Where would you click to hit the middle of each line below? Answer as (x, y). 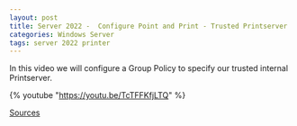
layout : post (34, 18)
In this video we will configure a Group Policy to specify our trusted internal (149, 68)
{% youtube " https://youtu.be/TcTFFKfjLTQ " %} (98, 95)
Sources (25, 112)
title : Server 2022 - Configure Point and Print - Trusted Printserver (148, 26)
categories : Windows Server (62, 34)
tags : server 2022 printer (60, 43)
